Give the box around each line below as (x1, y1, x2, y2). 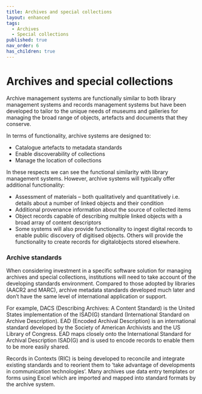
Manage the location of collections (15, 156, 102, 164)
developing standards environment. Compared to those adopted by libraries (6, 279, 195, 287)
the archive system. (6, 380, 56, 388)
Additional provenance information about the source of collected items (15, 205, 192, 213)
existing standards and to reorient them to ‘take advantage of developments (6, 361, 195, 369)
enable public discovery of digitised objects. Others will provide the (15, 232, 183, 239)
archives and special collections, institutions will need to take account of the (6, 273, 197, 281)
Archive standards (6, 253, 62, 261)
